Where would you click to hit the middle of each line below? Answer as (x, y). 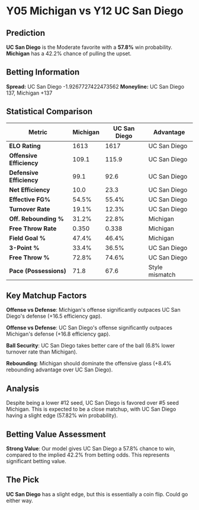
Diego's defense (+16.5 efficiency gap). (54, 316)
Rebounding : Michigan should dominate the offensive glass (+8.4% (89, 364)
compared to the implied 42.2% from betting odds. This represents (88, 455)
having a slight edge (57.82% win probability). (62, 415)
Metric (38, 132)
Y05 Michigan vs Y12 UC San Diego (95, 11)
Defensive (24, 173)
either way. (20, 500)
